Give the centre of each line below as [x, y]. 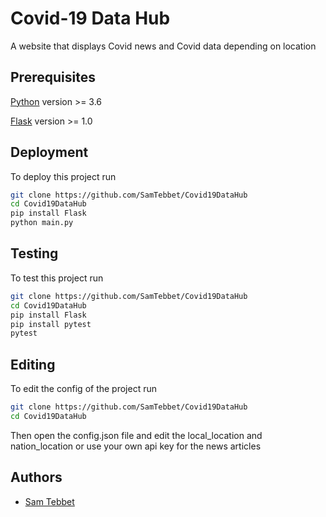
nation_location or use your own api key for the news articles [136, 446]
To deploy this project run [63, 176]
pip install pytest [51, 324]
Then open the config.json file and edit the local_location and [136, 435]
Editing [33, 364]
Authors [36, 477]
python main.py [42, 223]
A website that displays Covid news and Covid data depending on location [163, 46]
